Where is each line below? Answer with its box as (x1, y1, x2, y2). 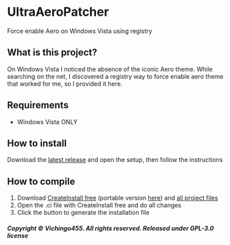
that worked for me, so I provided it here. (7, 80, 123, 88)
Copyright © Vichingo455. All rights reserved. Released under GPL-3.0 (7, 224, 214, 232)
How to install (7, 137, 67, 149)
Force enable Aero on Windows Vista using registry (7, 27, 152, 35)
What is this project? (7, 47, 97, 58)
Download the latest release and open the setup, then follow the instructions (7, 156, 223, 164)
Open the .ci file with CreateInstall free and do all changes (16, 201, 182, 209)
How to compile (7, 176, 76, 187)
